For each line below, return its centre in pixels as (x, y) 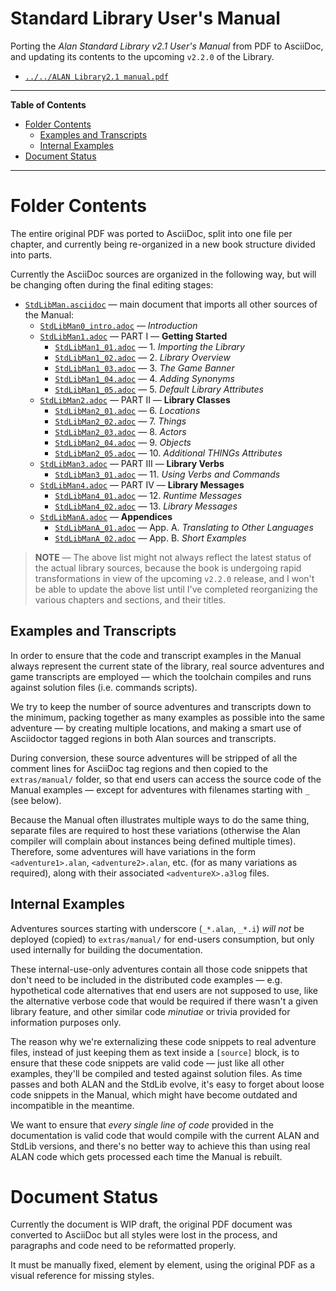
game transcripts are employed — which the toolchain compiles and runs (161, 676)
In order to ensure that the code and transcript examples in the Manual (156, 655)
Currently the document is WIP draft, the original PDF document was (151, 1224)
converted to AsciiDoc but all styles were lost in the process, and (144, 1235)
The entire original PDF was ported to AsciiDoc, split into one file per (151, 233)
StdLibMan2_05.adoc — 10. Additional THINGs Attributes (168, 453)
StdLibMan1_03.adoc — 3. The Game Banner (144, 368)
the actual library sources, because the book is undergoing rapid (168, 568)
